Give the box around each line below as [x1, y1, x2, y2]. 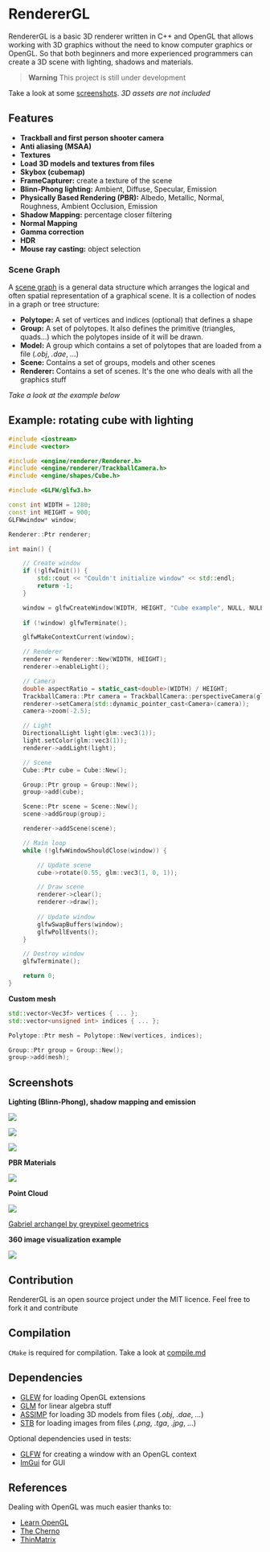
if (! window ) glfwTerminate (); [22, 618, 128, 627]
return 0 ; [22, 972, 56, 980]
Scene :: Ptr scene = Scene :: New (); [22, 803, 138, 811]
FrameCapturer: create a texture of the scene [19, 175, 173, 185]
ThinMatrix [19, 1535, 56, 1545]
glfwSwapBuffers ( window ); [37, 920, 125, 929]
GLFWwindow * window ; [8, 515, 78, 523]
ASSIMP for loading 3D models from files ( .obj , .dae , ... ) [19, 1409, 204, 1419]
